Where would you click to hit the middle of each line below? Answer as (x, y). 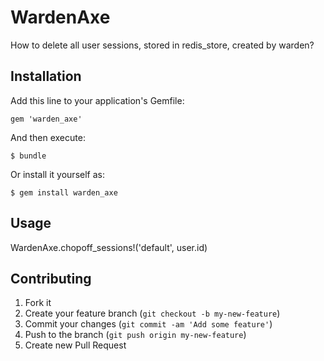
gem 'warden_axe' (46, 119)
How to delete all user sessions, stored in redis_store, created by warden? (162, 45)
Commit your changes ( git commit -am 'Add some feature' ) (148, 324)
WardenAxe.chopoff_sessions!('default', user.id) (109, 247)
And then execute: (48, 137)
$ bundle (28, 156)
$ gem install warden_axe (64, 192)
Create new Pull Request (75, 345)
